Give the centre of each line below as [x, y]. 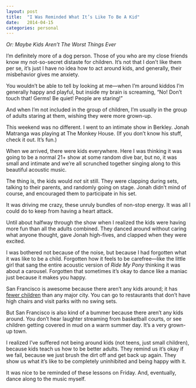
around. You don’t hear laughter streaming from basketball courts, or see [94, 319]
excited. [16, 241]
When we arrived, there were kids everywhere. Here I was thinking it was [94, 151]
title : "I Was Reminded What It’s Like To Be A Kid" [73, 17]
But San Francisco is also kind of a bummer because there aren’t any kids [94, 313]
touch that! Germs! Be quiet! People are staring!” [64, 98]
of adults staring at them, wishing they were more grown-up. [79, 116]
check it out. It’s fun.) [32, 140]
